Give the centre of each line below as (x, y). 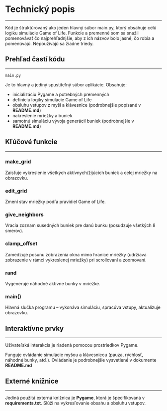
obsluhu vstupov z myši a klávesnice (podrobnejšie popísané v (77, 105)
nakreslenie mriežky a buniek (42, 115)
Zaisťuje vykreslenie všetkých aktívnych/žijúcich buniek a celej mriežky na (81, 173)
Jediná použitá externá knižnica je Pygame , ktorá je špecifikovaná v (75, 398)
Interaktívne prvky (34, 328)
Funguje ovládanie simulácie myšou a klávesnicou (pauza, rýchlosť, (74, 355)
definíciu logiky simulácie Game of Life (52, 100)
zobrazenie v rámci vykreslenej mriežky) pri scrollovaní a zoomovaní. (76, 260)
